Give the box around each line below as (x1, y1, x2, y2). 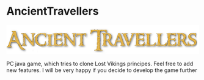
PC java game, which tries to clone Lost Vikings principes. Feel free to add (6, 60, 194, 68)
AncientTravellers (6, 4, 99, 18)
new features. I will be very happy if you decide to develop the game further (6, 67, 197, 74)
